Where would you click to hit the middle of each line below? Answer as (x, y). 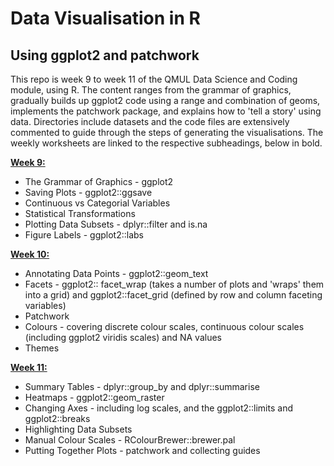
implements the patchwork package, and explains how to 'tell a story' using (166, 111)
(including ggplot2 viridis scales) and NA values (123, 337)
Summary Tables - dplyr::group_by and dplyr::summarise (142, 386)
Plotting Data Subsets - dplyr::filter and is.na (116, 224)
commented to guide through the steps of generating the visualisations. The (167, 132)
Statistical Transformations (80, 213)
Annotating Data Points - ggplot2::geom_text (116, 273)
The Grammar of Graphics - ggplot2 (99, 181)
